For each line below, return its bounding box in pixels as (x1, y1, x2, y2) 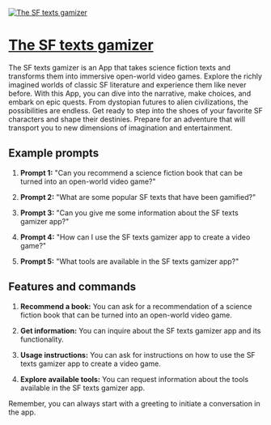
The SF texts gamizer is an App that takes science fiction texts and (8, 62, 231, 72)
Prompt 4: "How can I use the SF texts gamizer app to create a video (19, 232, 251, 242)
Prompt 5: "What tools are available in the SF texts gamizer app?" (19, 256, 239, 266)
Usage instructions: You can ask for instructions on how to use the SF (19, 350, 256, 359)
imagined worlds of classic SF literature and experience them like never (8, 79, 247, 89)
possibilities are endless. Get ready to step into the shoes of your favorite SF (8, 105, 263, 115)
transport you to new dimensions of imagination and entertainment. (8, 122, 233, 133)
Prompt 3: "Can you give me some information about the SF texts (19, 207, 239, 218)
